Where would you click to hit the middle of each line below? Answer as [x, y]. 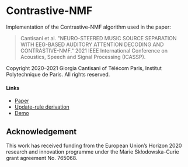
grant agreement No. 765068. [42, 158]
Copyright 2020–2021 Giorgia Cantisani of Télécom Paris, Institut [84, 68]
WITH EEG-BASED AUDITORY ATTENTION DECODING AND [92, 44]
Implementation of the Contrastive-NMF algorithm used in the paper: [88, 27]
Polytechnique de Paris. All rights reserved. [58, 74]
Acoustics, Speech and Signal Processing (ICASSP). [83, 57]
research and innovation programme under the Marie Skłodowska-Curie [93, 152]
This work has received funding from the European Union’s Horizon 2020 [94, 145]
